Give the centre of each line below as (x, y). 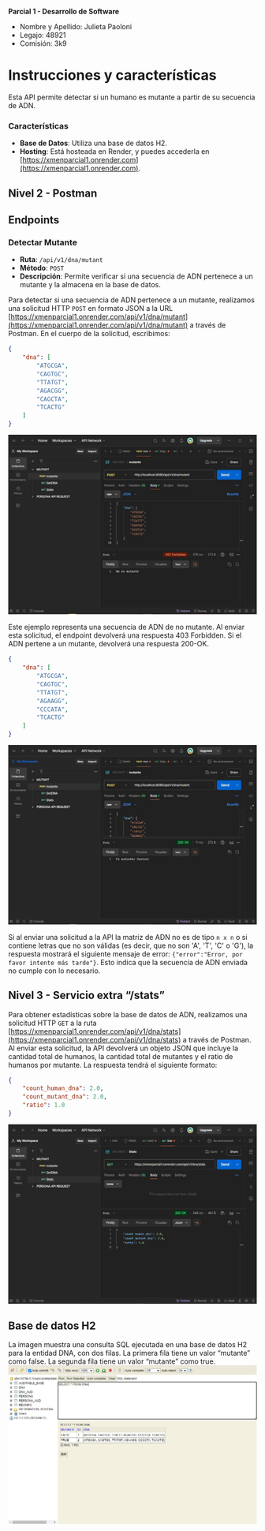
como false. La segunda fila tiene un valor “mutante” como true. (112, 1361)
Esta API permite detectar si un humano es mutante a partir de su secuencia (132, 97)
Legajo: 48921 (43, 35)
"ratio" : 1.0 (44, 1105)
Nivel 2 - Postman (53, 193)
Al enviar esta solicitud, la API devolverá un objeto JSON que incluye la (123, 1048)
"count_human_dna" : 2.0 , (63, 1088)
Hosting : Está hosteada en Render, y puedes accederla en (114, 152)
